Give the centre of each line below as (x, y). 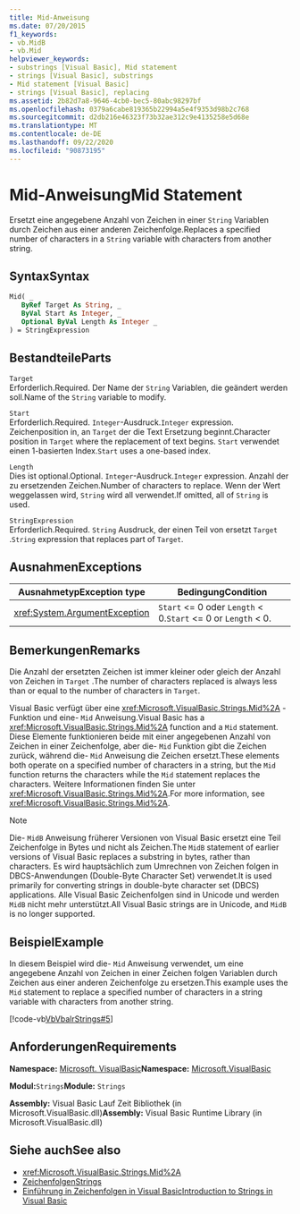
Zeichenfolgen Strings (62, 1181)
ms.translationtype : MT (54, 126)
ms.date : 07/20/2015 (48, 26)
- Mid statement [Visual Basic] (69, 84)
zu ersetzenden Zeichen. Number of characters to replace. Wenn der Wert (145, 485)
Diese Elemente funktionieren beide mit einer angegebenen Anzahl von (140, 737)
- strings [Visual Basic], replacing (79, 92)
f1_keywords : (33, 34)
